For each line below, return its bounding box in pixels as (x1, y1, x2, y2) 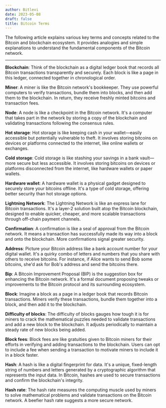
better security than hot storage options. (5, 191, 87, 197)
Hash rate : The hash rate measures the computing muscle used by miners (5, 387, 157, 393)
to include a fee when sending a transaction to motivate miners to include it (5, 347, 158, 353)
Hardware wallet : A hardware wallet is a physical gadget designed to (5, 181, 146, 186)
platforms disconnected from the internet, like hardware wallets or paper (5, 166, 153, 172)
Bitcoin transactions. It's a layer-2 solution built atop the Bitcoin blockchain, (5, 206, 159, 212)
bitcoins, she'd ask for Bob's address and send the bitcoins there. (5, 261, 139, 267)
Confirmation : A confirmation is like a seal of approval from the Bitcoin (5, 225, 150, 232)
